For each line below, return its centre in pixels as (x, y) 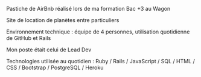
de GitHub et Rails (29, 38)
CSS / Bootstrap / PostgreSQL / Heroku (55, 67)
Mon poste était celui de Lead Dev (49, 50)
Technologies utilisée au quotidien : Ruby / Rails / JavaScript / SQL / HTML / (101, 61)
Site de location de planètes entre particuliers (63, 20)
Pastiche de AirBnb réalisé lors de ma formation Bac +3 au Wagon (88, 9)
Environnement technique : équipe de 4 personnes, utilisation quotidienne (98, 32)
